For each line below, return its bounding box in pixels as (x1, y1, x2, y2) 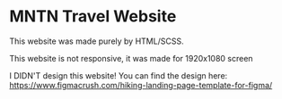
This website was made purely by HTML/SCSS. (9, 36, 184, 46)
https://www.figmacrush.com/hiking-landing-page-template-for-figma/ (9, 79, 273, 90)
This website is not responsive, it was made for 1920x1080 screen (9, 53, 253, 63)
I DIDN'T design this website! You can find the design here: (9, 70, 228, 81)
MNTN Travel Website (9, 6, 177, 27)
